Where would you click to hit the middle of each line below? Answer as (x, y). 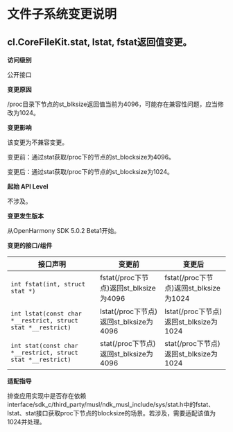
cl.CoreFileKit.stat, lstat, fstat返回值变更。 (100, 42)
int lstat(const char (46, 314)
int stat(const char (44, 346)
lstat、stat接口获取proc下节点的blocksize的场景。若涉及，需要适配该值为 (112, 413)
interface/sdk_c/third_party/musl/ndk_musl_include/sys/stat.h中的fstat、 (111, 404)
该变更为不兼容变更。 (37, 142)
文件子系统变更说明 (62, 14)
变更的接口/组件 (30, 245)
